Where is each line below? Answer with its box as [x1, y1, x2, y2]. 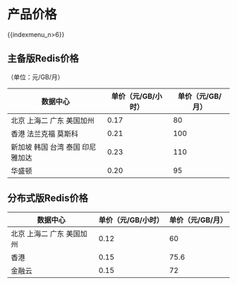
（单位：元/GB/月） [7, 72, 64, 81]
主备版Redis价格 [7, 52, 79, 64]
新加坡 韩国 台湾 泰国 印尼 [11, 142, 97, 152]
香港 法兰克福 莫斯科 [11, 129, 79, 139]
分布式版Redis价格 [7, 192, 88, 204]
